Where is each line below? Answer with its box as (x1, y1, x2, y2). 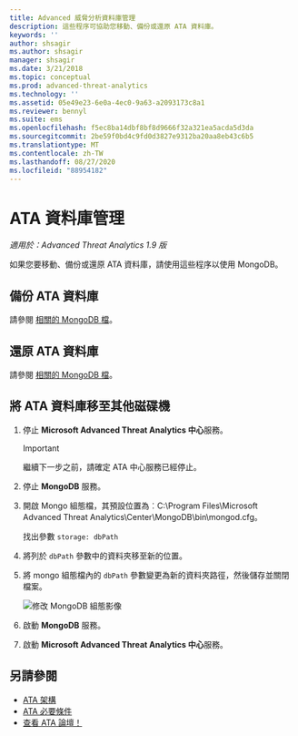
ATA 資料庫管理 (9, 208, 125, 229)
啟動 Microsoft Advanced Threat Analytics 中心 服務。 (22, 639, 229, 649)
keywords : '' (9, 30, 59, 39)
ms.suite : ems (9, 115, 64, 124)
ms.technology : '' (9, 89, 79, 98)
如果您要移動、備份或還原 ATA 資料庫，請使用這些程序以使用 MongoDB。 (9, 259, 283, 270)
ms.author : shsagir (9, 47, 84, 56)
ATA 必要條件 (22, 705, 73, 716)
